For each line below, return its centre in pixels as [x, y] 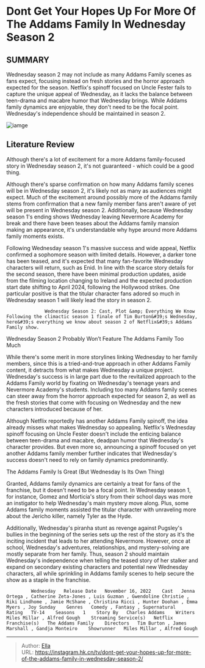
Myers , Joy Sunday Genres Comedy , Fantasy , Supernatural [91, 607]
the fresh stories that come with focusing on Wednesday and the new [94, 403]
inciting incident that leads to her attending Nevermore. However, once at [99, 541]
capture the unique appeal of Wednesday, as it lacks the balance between [99, 94]
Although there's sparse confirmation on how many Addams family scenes [100, 184]
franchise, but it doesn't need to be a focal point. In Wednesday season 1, [99, 490]
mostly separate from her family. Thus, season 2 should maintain [88, 554]
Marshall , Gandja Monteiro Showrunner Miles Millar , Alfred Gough [102, 628]
